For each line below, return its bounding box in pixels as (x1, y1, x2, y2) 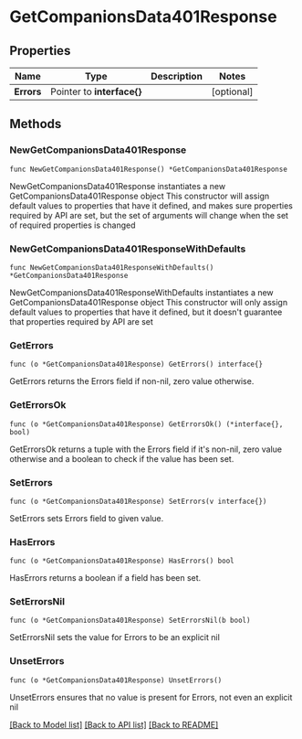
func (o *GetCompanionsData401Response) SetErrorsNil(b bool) (9, 616, 251, 626)
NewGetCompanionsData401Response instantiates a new (9, 180, 226, 191)
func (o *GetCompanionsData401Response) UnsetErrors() (9, 675, 223, 685)
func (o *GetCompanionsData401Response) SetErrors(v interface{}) (9, 497, 267, 506)
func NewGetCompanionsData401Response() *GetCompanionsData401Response (9, 165, 287, 174)
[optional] (211, 85, 254, 98)
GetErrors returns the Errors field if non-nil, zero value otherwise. (9, 376, 255, 387)
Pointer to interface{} (49, 85, 142, 98)
